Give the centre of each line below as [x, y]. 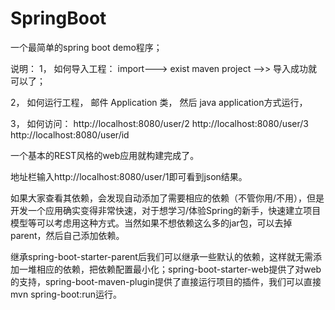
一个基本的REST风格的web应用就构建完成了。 [105, 155]
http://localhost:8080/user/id [70, 134]
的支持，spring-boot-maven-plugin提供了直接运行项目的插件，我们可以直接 [166, 281]
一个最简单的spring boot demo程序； [86, 47]
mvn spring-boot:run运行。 [66, 294]
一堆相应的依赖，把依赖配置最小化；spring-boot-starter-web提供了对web [170, 269]
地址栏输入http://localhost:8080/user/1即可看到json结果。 [129, 176]
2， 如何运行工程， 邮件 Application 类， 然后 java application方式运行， [159, 102]
